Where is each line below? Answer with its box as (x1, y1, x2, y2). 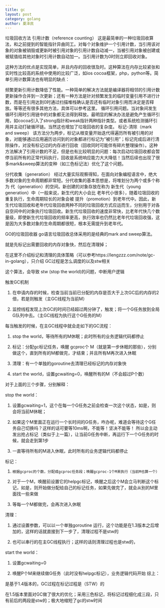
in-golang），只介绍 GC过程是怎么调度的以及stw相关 (5, 258, 110, 264)
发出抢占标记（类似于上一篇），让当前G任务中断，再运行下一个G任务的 (12, 431, 155, 437)
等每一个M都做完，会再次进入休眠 (12, 501, 81, 507)
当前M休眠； (21, 409, 47, 415)
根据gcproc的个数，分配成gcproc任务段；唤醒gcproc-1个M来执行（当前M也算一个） (12, 469, 160, 474)
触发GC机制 (5, 279, 29, 285)
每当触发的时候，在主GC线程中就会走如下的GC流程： (5, 323, 113, 329)
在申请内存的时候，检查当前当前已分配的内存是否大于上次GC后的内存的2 (12, 289, 160, 296)
